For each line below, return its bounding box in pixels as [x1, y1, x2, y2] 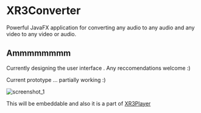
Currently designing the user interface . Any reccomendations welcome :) [6, 64, 191, 71]
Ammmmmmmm [6, 48, 71, 59]
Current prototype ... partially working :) [6, 76, 106, 83]
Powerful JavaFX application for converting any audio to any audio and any [6, 24, 195, 31]
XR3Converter [6, 4, 81, 18]
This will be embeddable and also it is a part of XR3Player [6, 100, 151, 107]
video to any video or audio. [6, 30, 77, 37]
